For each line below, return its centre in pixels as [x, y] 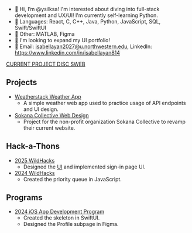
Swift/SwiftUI [30, 28]
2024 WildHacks [35, 173]
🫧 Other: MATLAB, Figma [44, 34]
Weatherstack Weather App [48, 96]
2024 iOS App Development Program [59, 212]
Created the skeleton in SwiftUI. [61, 218]
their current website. [49, 128]
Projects [22, 82]
